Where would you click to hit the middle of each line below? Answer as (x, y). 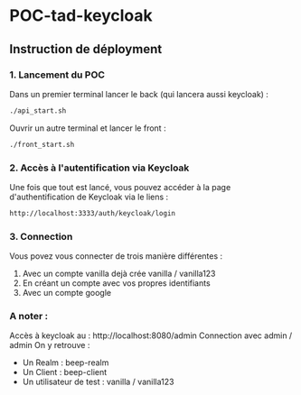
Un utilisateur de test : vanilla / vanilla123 (98, 382)
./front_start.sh (42, 144)
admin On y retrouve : (50, 345)
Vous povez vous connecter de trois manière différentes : (116, 256)
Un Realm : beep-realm (66, 363)
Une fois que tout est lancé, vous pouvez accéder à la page (120, 187)
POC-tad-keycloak (81, 16)
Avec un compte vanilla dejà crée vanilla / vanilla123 (119, 274)
